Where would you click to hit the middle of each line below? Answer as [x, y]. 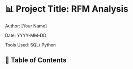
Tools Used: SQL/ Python [31, 45]
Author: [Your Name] [26, 26]
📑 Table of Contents [36, 60]
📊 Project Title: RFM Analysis [67, 9]
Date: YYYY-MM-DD [26, 35]
